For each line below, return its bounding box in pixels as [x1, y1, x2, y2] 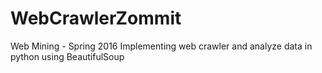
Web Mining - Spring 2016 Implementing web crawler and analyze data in [10, 40, 313, 52]
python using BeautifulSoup [10, 50, 125, 62]
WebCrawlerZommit [10, 7, 182, 30]
